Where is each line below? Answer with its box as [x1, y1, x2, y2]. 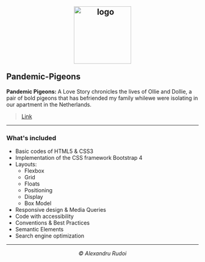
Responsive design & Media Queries [15, 206, 107, 214]
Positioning [24, 187, 53, 194]
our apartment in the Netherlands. [6, 100, 92, 108]
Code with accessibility [15, 212, 74, 220]
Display [24, 193, 43, 201]
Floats [24, 180, 40, 187]
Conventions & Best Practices [15, 219, 90, 226]
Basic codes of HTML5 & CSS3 [15, 148, 93, 155]
